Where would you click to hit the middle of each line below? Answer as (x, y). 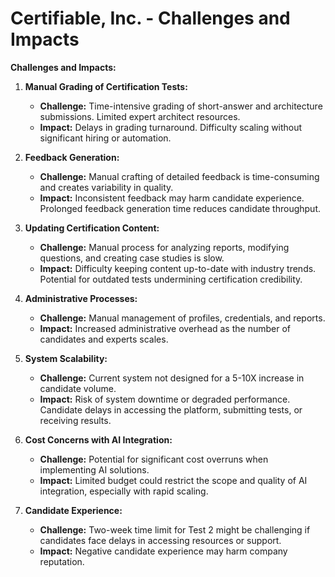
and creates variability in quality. (106, 187)
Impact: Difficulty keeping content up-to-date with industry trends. (178, 268)
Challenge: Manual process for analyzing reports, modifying (164, 247)
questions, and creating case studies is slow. (132, 258)
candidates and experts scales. (104, 339)
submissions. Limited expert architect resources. (140, 116)
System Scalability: (66, 358)
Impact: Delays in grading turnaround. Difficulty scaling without (171, 127)
